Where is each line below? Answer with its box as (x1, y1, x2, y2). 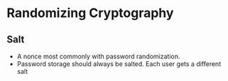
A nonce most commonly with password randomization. (16, 52, 180, 60)
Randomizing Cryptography (6, 5, 174, 21)
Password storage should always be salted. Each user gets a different (16, 60, 222, 68)
